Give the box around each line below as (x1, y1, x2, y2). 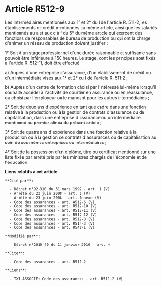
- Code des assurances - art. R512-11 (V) (9, 208, 97, 213)
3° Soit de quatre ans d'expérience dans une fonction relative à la (5, 129, 137, 135)
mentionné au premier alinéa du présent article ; (5, 120, 101, 125)
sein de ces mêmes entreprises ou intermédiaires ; (5, 139, 107, 145)
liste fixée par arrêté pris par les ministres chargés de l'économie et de (5, 154, 147, 160)
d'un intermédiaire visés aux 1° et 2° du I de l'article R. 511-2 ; (5, 75, 128, 81)
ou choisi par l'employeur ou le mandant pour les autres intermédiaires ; (5, 94, 150, 101)
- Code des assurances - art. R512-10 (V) (9, 204, 97, 208)
